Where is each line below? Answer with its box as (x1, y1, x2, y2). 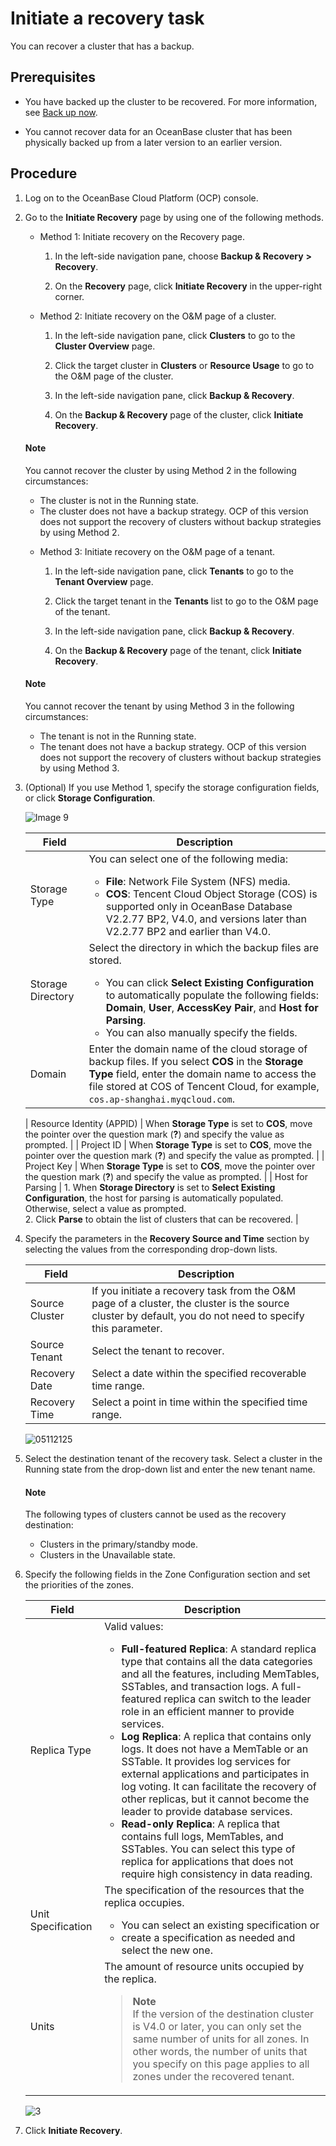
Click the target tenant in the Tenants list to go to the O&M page (54, 595, 319, 607)
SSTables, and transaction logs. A (121, 1680, 279, 1694)
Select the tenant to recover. (91, 1343, 225, 1357)
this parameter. (91, 1321, 163, 1335)
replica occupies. (104, 1896, 185, 1910)
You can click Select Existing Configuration (105, 975, 315, 989)
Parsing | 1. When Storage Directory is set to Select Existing (24, 1181, 276, 1193)
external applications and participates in (121, 1767, 310, 1781)
